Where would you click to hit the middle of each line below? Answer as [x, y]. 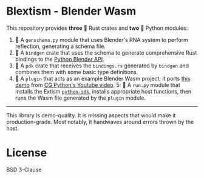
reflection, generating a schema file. [60, 46]
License [27, 153]
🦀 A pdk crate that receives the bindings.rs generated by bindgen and [102, 66]
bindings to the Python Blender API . [59, 59]
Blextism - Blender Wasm [71, 11]
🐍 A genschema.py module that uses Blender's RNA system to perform [101, 39]
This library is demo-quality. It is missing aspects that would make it [91, 115]
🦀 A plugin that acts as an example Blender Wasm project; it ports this [103, 78]
